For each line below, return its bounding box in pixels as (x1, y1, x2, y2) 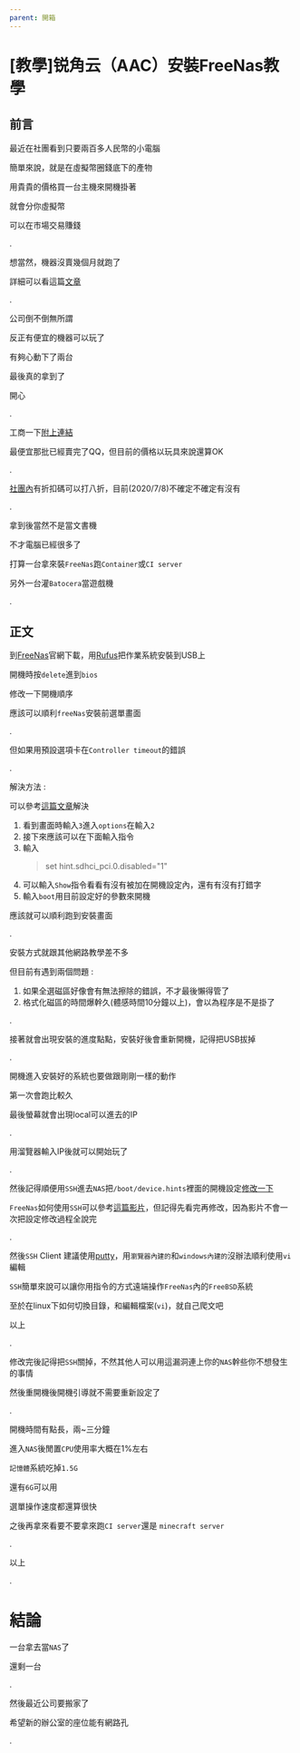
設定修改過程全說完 (24, 1213, 97, 1225)
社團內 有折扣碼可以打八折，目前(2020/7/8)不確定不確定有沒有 (9, 483, 241, 494)
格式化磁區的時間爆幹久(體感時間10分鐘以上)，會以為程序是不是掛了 (22, 997, 276, 1008)
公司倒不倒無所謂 (9, 312, 73, 323)
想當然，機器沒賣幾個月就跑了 (9, 256, 121, 268)
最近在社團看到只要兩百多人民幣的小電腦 (9, 142, 160, 153)
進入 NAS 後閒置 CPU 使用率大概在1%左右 (9, 1444, 149, 1454)
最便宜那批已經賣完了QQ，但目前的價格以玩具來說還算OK (9, 446, 224, 456)
